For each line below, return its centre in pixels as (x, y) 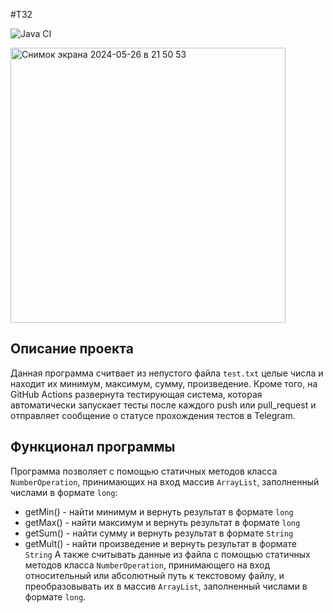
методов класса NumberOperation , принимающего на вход (147, 565)
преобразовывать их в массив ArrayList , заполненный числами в (166, 586)
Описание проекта (72, 349)
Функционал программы (93, 447)
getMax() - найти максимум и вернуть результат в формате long (162, 522)
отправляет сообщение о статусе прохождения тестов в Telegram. (153, 415)
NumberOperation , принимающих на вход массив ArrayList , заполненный (165, 481)
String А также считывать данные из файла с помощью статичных (167, 554)
